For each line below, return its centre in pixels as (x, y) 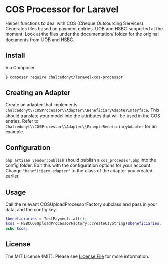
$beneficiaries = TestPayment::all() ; (46, 219)
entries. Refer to (22, 121)
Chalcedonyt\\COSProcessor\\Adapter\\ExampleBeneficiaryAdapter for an (81, 126)
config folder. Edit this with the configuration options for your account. (78, 165)
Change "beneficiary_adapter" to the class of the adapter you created (79, 171)
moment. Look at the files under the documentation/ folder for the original (82, 34)
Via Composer (20, 67)
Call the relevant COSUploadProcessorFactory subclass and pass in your (81, 204)
